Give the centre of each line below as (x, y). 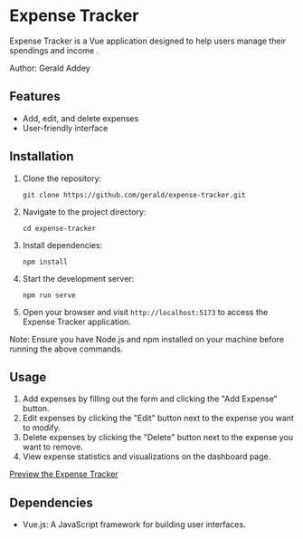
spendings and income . (54, 50)
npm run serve (49, 295)
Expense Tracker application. (76, 322)
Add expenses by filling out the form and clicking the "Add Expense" (150, 399)
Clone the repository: (62, 178)
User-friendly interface (65, 128)
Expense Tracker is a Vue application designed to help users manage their (148, 41)
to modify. (41, 428)
